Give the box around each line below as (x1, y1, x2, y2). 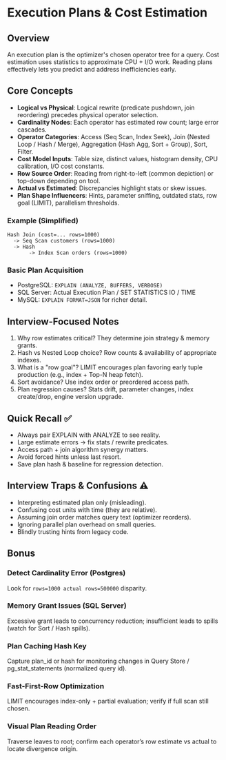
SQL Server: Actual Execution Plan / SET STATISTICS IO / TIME (17, 288, 196, 297)
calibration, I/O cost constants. (17, 162, 105, 170)
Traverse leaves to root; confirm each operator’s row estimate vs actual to (7, 737, 217, 746)
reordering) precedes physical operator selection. (17, 110, 158, 119)
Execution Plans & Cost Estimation (7, 5, 208, 21)
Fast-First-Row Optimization (7, 681, 105, 691)
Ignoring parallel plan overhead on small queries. (17, 520, 156, 528)
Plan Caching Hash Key (7, 641, 88, 650)
